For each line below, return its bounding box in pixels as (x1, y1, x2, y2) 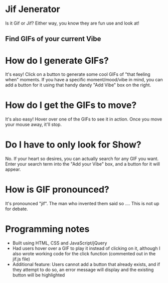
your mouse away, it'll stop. (5, 121, 62, 127)
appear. (5, 167, 21, 173)
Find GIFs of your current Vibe (5, 35, 101, 43)
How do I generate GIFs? (5, 55, 109, 66)
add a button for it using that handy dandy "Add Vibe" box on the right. (5, 82, 151, 88)
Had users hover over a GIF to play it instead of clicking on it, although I (12, 245, 160, 251)
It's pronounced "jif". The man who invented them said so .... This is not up (5, 201, 159, 207)
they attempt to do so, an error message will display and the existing (12, 267, 154, 273)
